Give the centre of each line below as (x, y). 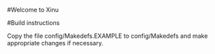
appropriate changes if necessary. (55, 43)
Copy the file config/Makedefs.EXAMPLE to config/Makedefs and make (107, 36)
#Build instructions (33, 23)
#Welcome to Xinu (33, 10)
